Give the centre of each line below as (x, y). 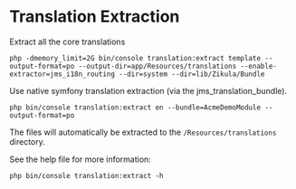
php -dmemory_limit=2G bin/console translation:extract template (135, 58)
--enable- (259, 66)
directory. (27, 141)
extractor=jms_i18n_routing (62, 74)
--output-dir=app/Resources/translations (158, 66)
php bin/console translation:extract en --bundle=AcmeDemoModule (135, 107)
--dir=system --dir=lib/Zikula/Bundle (192, 74)
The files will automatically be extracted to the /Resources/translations (143, 132)
